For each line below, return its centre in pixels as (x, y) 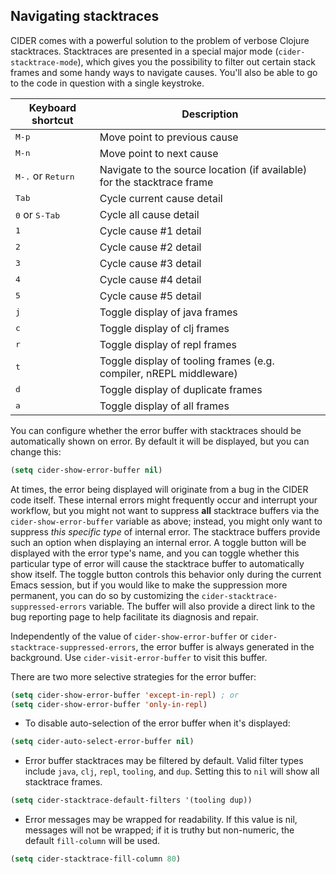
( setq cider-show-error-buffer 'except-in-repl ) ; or (125, 695)
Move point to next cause (159, 153)
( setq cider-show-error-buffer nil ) (86, 470)
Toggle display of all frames (164, 406)
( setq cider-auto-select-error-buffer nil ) (102, 742)
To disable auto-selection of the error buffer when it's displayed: (157, 723)
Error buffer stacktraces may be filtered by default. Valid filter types (164, 761)
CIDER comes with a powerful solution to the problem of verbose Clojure (160, 40)
